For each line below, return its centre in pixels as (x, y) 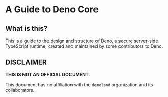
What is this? (27, 28)
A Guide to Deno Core (52, 9)
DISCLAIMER (26, 62)
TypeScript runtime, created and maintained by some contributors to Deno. (84, 46)
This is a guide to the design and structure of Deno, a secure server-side (82, 41)
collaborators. (20, 90)
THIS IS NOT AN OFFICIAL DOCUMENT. (48, 74)
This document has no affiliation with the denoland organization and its (79, 84)
